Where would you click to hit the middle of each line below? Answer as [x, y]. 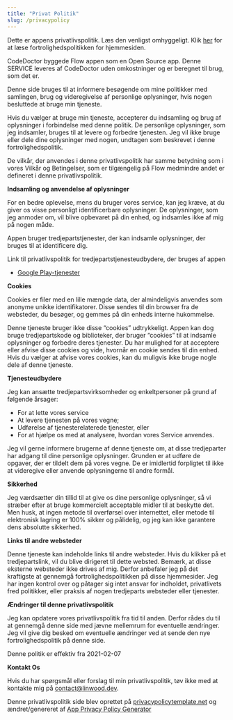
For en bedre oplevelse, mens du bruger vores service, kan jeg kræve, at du [116, 202]
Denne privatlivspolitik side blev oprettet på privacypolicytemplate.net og [112, 701]
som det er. [23, 76]
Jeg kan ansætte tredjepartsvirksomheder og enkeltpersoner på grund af [112, 391]
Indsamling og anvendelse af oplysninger [69, 189]
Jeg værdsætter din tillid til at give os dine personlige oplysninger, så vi [109, 497]
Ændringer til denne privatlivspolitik [61, 604]
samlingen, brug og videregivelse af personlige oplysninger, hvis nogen [110, 96]
